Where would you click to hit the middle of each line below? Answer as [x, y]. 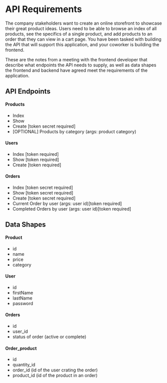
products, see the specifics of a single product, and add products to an [79, 34]
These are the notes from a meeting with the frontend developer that [76, 59]
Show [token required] [36, 159]
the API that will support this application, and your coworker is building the [82, 44]
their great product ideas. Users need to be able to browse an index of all [81, 28]
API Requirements [44, 9]
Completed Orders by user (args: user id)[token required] [72, 209]
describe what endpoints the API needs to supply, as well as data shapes [81, 65]
